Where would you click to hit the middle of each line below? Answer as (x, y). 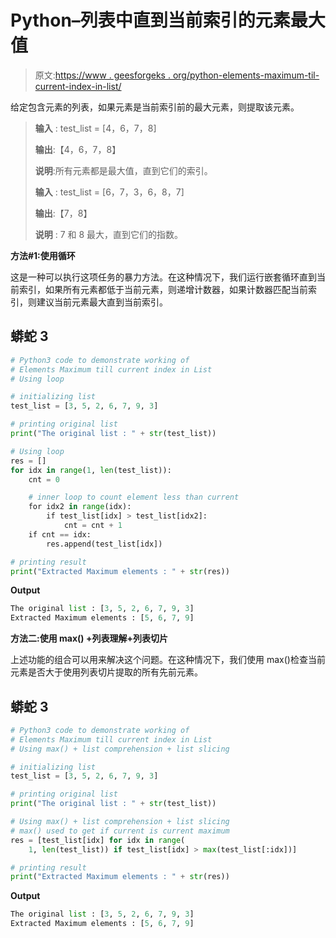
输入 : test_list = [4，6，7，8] (95, 128)
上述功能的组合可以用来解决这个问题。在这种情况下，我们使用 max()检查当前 (168, 660)
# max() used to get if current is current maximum (120, 831)
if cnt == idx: (60, 534)
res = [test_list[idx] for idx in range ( (98, 840)
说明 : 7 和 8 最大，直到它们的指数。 (109, 234)
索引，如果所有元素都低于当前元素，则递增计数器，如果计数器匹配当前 (163, 289)
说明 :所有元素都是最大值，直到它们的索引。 (123, 170)
